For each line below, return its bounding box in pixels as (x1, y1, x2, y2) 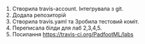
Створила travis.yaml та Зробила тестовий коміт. (12, 18, 139, 25)
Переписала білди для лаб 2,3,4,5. (12, 24, 102, 31)
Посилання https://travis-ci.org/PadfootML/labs (12, 31, 133, 38)
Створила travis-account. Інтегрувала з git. (12, 5, 124, 12)
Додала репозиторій (12, 11, 66, 19)
